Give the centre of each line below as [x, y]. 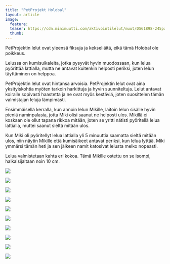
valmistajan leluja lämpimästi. [36, 100]
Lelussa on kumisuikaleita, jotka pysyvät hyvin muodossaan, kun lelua [78, 63]
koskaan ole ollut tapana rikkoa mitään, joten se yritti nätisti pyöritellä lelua [83, 120]
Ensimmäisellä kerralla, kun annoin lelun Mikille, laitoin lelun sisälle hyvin [80, 109]
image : [12, 19]
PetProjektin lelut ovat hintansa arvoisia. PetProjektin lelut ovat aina [75, 83]
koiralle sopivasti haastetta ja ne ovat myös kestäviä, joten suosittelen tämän [85, 94]
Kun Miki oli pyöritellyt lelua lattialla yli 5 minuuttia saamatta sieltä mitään [81, 135]
